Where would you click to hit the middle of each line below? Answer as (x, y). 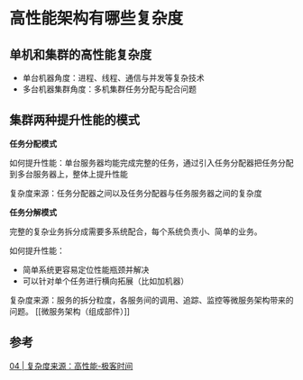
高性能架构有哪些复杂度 (96, 18)
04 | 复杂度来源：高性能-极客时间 (71, 366)
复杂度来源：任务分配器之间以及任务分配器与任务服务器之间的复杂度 (136, 193)
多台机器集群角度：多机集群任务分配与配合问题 (109, 89)
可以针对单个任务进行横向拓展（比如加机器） (106, 281)
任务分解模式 (33, 212)
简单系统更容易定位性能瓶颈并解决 (86, 269)
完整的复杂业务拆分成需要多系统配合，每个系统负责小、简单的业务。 (136, 231)
